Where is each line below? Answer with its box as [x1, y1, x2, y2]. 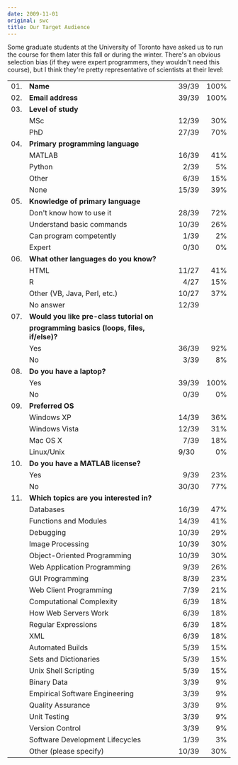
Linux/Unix [29, 447, 65, 457]
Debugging [29, 528, 66, 538]
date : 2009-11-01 [7, 10, 59, 18]
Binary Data [29, 677, 69, 687]
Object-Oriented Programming [29, 550, 132, 560]
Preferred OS [29, 401, 74, 411]
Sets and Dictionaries [29, 654, 101, 664]
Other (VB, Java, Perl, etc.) [29, 288, 118, 298]
